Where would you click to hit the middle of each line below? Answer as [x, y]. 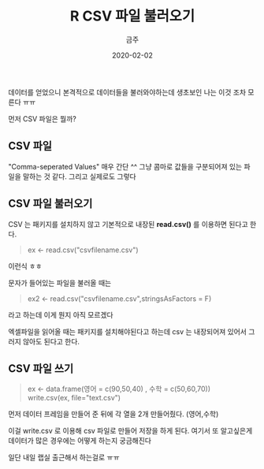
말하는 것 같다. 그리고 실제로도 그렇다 [79, 176]
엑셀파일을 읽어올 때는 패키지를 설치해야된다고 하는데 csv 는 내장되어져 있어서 [127, 331]
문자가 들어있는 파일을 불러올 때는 [60, 283]
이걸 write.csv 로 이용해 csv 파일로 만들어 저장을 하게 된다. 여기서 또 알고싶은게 [130, 431]
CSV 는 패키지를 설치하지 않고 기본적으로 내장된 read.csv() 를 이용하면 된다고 [128, 224]
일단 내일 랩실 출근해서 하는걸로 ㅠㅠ [64, 457]
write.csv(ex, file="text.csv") [74, 398]
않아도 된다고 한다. [51, 341]
